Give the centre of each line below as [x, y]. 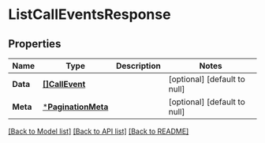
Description [138, 66]
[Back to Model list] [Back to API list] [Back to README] [99, 131]
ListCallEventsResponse [90, 15]
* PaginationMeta [75, 107]
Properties [35, 44]
